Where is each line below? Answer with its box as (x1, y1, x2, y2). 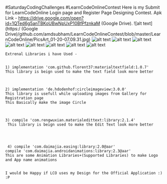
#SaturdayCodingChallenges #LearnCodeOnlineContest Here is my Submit (5, 5, 160, 10)
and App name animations (5, 157, 57, 162)
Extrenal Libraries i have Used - (5, 51, 78, 56)
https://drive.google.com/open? (18, 15, 84, 21)
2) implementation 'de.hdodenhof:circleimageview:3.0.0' (5, 87, 127, 92)
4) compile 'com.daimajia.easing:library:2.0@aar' (7, 144, 115, 149)
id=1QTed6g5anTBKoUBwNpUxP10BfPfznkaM (5, 20, 100, 26)
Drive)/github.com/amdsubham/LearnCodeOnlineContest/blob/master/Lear (5, 31, 161, 37)
